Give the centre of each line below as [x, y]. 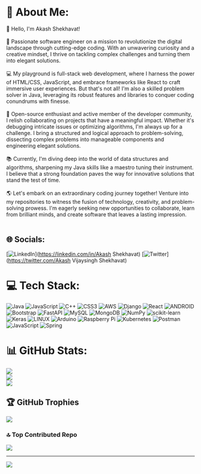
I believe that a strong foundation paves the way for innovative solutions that [100, 173]
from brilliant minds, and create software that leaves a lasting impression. [97, 214]
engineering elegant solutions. [44, 145]
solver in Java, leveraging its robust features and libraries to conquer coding [100, 94]
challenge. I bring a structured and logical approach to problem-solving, [95, 133]
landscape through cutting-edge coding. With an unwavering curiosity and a [100, 48]
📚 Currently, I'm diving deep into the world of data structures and [87, 158]
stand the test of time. [33, 180]
